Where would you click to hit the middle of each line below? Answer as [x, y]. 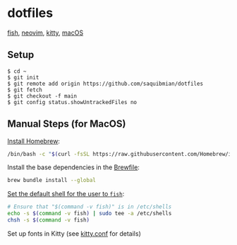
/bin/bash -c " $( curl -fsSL [49, 154]
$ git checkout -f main [42, 96]
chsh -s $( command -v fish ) [49, 220]
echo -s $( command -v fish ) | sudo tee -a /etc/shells [90, 214]
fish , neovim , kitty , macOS [45, 33]
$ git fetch [25, 90]
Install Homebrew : [34, 141]
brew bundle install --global [52, 181]
